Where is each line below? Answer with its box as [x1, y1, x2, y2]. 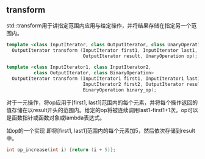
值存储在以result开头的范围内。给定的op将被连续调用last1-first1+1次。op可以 [6, 106, 198, 113]
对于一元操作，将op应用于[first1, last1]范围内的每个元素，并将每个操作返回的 [6, 99, 198, 106]
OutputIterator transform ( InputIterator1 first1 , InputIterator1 [12, 76, 184, 82]
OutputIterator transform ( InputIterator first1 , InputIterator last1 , [12, 47, 198, 54]
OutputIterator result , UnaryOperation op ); [82, 53, 198, 59]
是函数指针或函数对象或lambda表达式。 [6, 114, 106, 121]
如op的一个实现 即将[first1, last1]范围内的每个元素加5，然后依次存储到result [6, 127, 195, 134]
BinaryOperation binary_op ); [82, 87, 157, 93]
